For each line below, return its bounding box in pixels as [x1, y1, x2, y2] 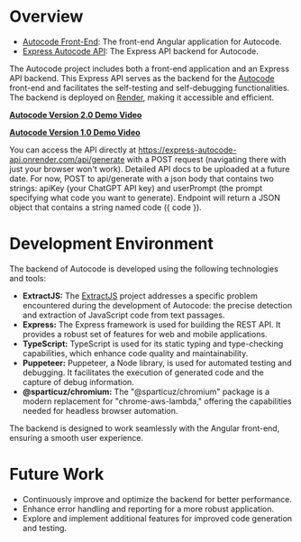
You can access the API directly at [9, 144, 137, 155]
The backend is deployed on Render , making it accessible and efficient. [9, 92, 275, 103]
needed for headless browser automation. [22, 405, 178, 416]
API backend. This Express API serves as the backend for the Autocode [9, 72, 275, 83]
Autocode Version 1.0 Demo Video [9, 126, 141, 137]
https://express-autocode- [138, 144, 237, 155]
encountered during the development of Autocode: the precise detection [22, 299, 293, 310]
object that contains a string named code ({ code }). [9, 201, 203, 213]
